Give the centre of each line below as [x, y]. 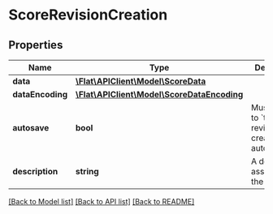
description [35, 171]
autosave [31, 128]
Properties [36, 45]
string [87, 171]
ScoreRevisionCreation [88, 15]
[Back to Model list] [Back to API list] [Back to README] [102, 201]
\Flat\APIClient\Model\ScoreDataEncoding [160, 94]
